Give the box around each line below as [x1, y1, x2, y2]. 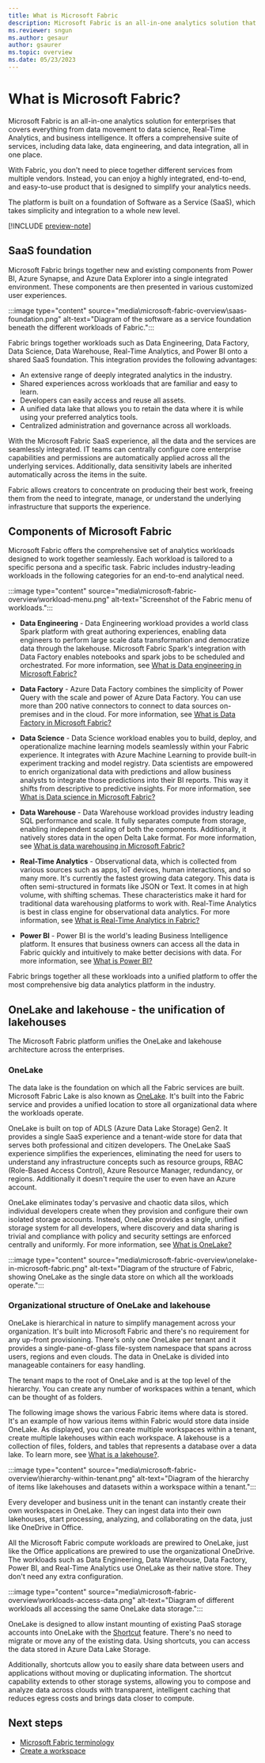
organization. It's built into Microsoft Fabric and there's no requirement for [8, 1326, 250, 1336]
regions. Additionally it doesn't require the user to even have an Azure [8, 1173, 236, 1183]
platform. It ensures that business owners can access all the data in [19, 940, 240, 949]
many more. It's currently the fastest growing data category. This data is [19, 873, 256, 883]
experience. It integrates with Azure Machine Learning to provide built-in [19, 750, 257, 760]
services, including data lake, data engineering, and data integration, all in [8, 141, 249, 151]
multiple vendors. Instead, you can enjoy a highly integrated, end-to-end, [8, 174, 247, 183]
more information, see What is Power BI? [19, 956, 153, 966]
